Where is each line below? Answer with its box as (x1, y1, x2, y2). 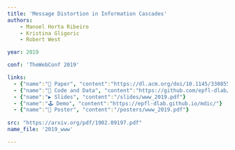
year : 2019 (7, 49, 39, 56)
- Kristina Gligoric (20, 29, 80, 37)
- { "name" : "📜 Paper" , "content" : (13, 80, 111, 87)
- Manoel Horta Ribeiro (20, 23, 90, 30)
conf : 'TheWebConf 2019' (7, 61, 80, 68)
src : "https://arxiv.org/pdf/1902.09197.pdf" (7, 119, 142, 126)
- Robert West (20, 36, 61, 43)
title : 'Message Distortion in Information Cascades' (7, 10, 168, 17)
